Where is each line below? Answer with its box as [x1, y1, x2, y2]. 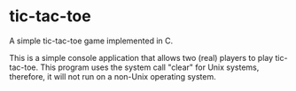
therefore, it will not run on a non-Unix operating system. [9, 71, 216, 81]
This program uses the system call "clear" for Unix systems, [39, 62, 260, 72]
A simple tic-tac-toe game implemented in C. [9, 35, 174, 46]
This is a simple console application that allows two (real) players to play [9, 52, 274, 63]
